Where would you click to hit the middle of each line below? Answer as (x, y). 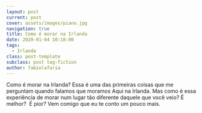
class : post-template (33, 56)
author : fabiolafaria (33, 68)
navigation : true (28, 29)
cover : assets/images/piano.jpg (47, 23)
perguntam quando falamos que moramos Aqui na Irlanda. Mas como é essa (101, 91)
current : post (24, 17)
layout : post (23, 12)
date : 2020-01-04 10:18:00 (40, 40)
